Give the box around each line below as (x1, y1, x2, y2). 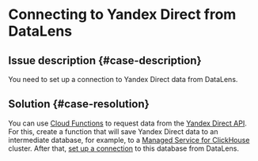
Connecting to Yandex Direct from (8, 6, 237, 24)
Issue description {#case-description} (8, 54, 202, 67)
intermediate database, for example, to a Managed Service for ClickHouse (8, 135, 250, 144)
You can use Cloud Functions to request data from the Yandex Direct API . (8, 118, 247, 128)
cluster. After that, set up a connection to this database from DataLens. (8, 144, 240, 153)
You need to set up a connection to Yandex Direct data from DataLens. (8, 75, 238, 84)
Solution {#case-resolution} (8, 97, 150, 111)
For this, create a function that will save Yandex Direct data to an (8, 126, 218, 136)
